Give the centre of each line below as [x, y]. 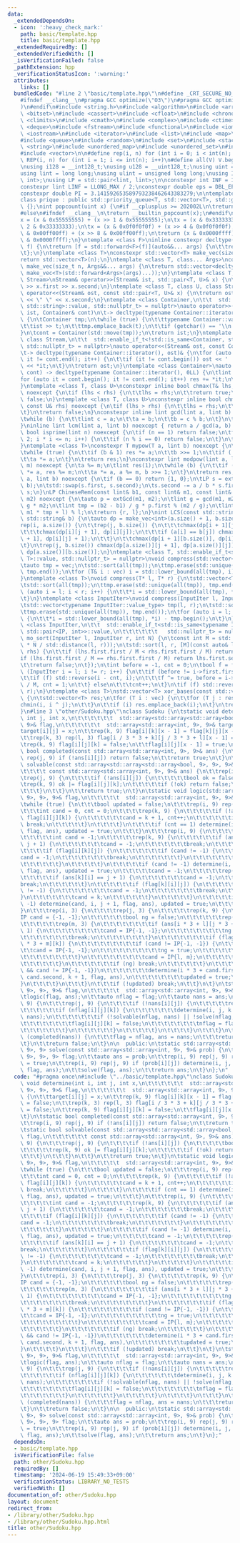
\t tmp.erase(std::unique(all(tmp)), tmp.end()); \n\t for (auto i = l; [126, 611]
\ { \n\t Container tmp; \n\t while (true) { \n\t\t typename [105, 320]
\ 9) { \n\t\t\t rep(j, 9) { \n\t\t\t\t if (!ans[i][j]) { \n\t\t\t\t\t [122, 1143]
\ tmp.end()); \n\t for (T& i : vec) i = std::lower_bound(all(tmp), [122, 572]
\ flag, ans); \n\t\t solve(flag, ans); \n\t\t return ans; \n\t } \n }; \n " [124, 1070]
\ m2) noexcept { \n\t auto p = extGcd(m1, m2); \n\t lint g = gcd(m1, [122, 499]
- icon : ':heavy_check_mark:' [59, 27]
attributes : [32, 80]
